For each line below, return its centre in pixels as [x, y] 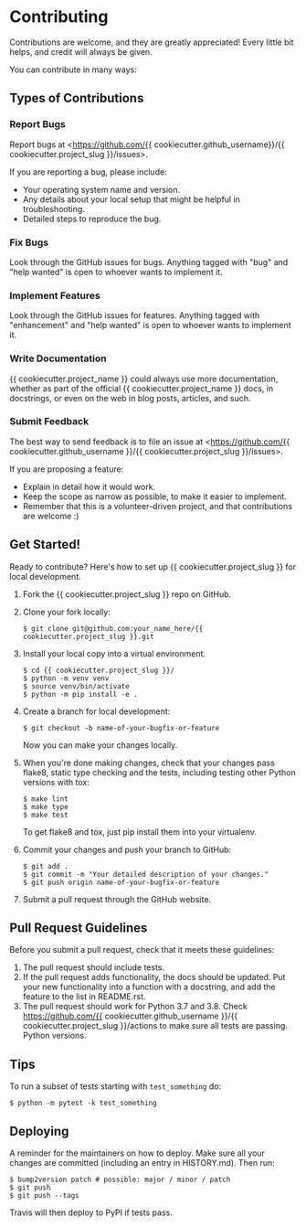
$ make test [45, 815]
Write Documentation [58, 358]
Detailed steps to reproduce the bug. [92, 219]
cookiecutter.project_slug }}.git [88, 636]
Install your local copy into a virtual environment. [114, 653]
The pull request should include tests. [94, 967]
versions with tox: [56, 782]
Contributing [59, 17]
